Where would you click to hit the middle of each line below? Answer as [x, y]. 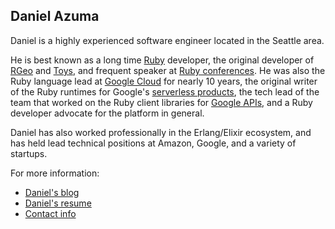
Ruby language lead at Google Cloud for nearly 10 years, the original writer [164, 81]
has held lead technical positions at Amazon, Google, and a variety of [153, 143]
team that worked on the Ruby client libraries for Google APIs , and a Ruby [161, 102]
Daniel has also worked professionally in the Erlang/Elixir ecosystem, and [161, 132]
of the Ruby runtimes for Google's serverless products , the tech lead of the [165, 91]
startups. [29, 153]
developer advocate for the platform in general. [107, 113]
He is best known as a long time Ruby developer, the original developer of [162, 60]
